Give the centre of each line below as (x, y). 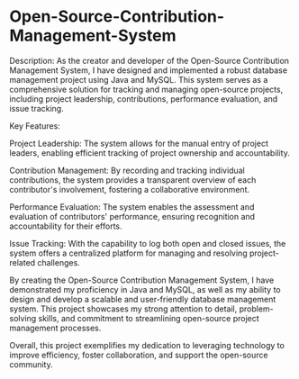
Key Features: (35, 126)
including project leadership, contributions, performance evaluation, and (143, 99)
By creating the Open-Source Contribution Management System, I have (142, 280)
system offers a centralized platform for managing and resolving (128, 253)
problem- (257, 309)
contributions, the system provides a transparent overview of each (133, 180)
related (23, 262)
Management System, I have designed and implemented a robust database (149, 70)
